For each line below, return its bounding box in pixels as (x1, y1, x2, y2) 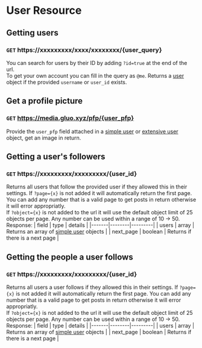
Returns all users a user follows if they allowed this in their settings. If (6, 284, 178, 291)
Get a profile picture (6, 96, 83, 106)
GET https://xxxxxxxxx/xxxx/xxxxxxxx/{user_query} (6, 46, 162, 54)
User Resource (6, 4, 82, 17)
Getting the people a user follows (6, 252, 134, 262)
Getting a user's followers (6, 151, 106, 161)
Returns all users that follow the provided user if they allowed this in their (6, 183, 188, 190)
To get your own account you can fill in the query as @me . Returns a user (6, 72, 185, 79)
